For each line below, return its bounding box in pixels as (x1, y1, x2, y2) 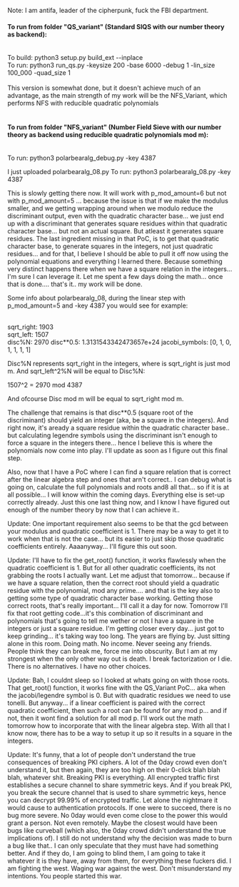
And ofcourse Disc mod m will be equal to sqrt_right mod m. (7, 395, 184, 403)
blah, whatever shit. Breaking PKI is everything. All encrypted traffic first (7, 774, 220, 782)
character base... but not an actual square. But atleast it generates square (7, 227, 224, 235)
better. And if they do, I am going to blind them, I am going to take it (7, 849, 205, 858)
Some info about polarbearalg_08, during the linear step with (7, 294, 185, 303)
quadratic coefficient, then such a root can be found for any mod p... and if (7, 706, 227, 715)
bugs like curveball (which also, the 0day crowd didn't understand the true (7, 826, 226, 835)
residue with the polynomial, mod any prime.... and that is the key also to (7, 587, 220, 595)
